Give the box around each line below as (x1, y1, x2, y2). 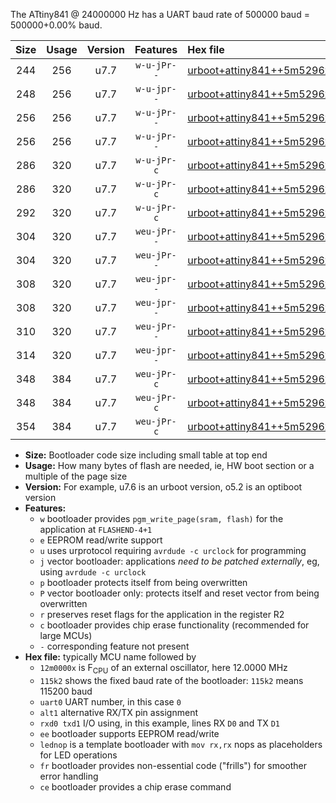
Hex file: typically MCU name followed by (24, 651, 197, 663)
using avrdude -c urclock (39, 566, 147, 578)
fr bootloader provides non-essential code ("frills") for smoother (39, 759, 308, 771)
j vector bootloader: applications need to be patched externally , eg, (39, 555, 320, 567)
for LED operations (39, 749, 118, 761)
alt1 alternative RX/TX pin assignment (39, 706, 198, 718)
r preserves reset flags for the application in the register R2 (39, 609, 285, 620)
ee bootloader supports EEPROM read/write (39, 727, 220, 739)
